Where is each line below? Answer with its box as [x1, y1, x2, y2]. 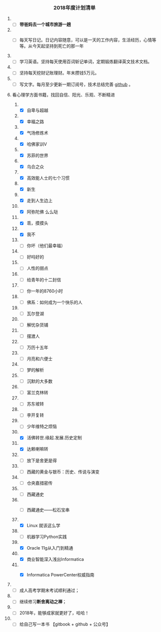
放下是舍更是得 [26, 457, 57, 463]
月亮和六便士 [26, 355, 53, 361]
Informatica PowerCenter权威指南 [26, 572, 95, 578]
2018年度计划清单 [53, 4, 96, 11]
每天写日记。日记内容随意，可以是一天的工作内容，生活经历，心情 [19, 37, 152, 43]
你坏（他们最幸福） [26, 243, 66, 249]
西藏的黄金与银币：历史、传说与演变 [26, 469, 100, 474]
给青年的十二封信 [26, 276, 61, 282]
